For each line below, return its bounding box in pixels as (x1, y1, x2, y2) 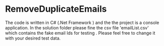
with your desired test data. (5, 35, 61, 41)
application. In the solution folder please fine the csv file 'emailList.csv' (5, 24, 149, 30)
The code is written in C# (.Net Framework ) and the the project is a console (5, 20, 159, 25)
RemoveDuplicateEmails (5, 3, 107, 15)
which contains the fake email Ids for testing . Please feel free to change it (5, 30, 156, 36)
